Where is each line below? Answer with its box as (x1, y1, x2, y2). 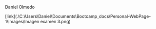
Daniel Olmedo (5, 4, 35, 10)
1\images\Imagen (5, 19, 39, 24)
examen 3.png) (40, 19, 71, 24)
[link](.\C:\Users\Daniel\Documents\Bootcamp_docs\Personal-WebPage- (5, 14, 151, 19)
